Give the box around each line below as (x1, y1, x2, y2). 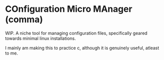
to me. (5, 50, 18, 56)
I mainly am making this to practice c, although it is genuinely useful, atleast (5, 45, 160, 51)
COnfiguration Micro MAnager (5, 3, 132, 15)
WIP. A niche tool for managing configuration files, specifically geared (5, 30, 148, 36)
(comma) (5, 14, 43, 25)
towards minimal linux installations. (5, 35, 76, 41)
